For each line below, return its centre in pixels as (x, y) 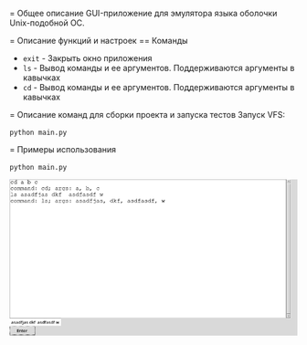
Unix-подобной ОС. (47, 23)
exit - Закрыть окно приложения (87, 58)
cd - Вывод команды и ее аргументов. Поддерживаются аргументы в (159, 87)
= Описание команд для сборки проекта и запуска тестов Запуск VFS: (148, 115)
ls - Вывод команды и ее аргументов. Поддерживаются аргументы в (159, 68)
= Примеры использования (63, 149)
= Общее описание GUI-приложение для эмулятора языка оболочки (143, 13)
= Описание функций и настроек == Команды (99, 41)
